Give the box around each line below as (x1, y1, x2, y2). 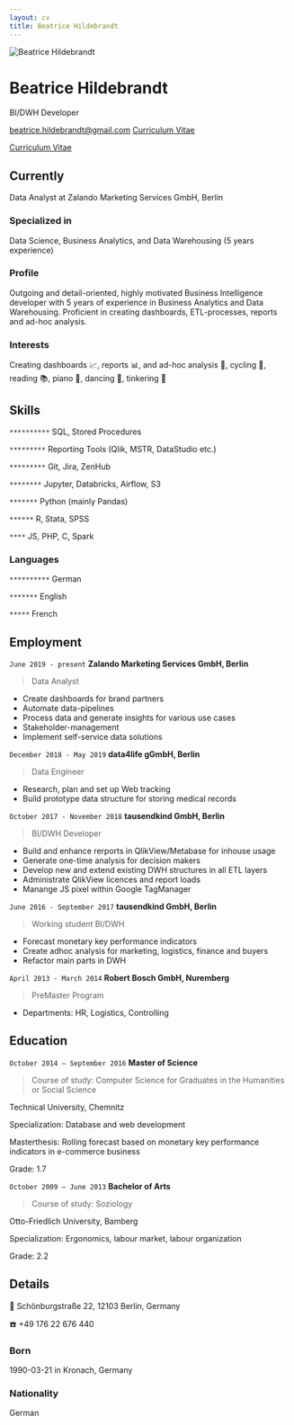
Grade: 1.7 (9, 1163, 47, 1174)
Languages (9, 553, 60, 566)
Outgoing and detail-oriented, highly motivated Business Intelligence (9, 287, 263, 298)
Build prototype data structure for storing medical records (22, 793, 236, 805)
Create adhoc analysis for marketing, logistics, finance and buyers (22, 946, 269, 957)
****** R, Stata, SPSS (9, 513, 90, 524)
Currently (9, 168, 65, 183)
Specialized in (9, 215, 72, 227)
